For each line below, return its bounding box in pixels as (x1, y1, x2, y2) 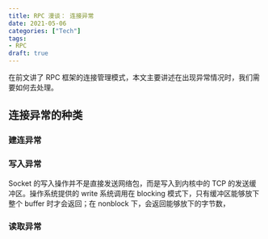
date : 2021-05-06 (8, 19, 67, 27)
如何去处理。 (15, 82, 58, 92)
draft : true (8, 49, 48, 57)
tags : (8, 34, 27, 43)
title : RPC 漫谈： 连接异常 (8, 11, 94, 20)
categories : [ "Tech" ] (8, 27, 82, 35)
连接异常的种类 (8, 108, 83, 122)
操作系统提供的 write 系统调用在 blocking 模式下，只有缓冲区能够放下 (29, 188, 260, 198)
